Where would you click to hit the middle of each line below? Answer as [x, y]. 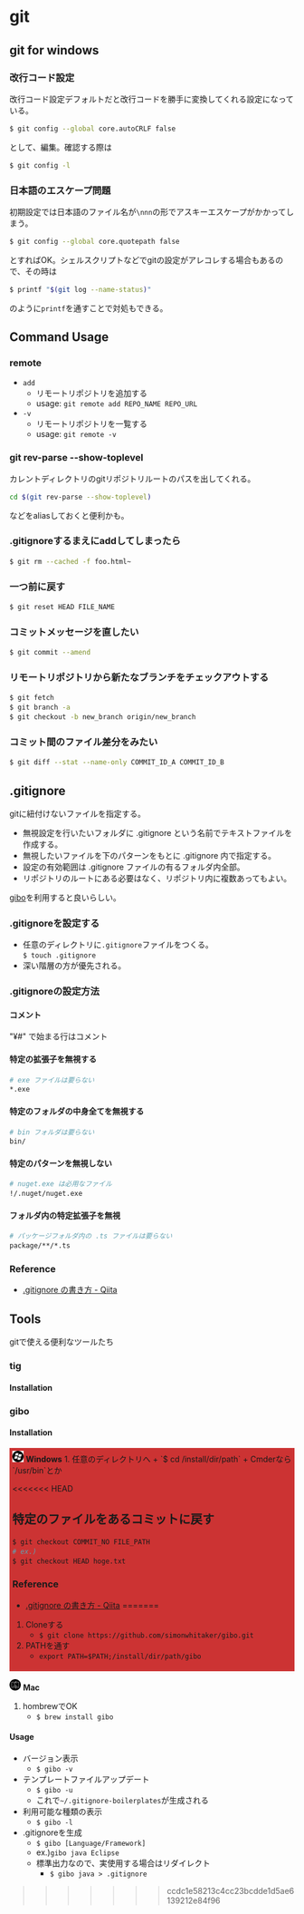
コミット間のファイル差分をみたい [84, 742]
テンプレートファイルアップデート [86, 1779]
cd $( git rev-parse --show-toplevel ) [81, 497]
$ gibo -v [55, 1769]
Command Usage [59, 337]
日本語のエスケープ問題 [60, 190]
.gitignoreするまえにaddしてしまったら [95, 541]
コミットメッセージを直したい [74, 632]
